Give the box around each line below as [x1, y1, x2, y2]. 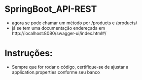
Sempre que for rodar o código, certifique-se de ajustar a [11, 64, 129, 70]
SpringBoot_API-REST [4, 3, 97, 15]
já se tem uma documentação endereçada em [11, 25, 106, 31]
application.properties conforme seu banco [11, 69, 100, 75]
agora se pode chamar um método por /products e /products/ [11, 20, 138, 26]
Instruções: [4, 48, 53, 59]
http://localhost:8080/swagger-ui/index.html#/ [11, 30, 106, 36]
